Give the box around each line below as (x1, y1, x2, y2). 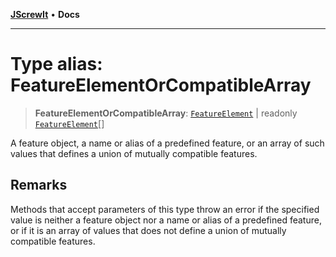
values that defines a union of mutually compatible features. (10, 147, 258, 159)
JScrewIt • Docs (10, 9, 80, 20)
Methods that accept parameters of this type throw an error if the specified (10, 203, 320, 215)
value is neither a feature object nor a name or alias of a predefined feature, (10, 214, 322, 226)
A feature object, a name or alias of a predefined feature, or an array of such (10, 137, 325, 149)
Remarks (10, 177, 68, 194)
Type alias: (10, 53, 103, 76)
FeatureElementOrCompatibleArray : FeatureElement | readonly (34, 107, 298, 119)
